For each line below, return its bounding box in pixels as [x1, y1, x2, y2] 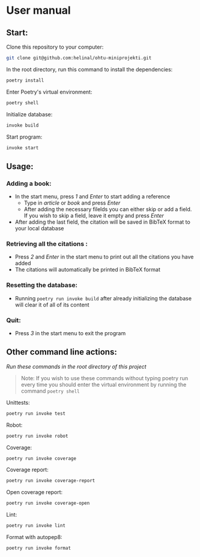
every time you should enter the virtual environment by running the [20, 381, 187, 388]
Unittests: [6, 399, 30, 406]
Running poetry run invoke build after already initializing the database [14, 294, 192, 302]
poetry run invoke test [6, 410, 66, 417]
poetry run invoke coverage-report [6, 478, 95, 484]
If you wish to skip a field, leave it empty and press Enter [23, 212, 164, 219]
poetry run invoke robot [6, 433, 68, 439]
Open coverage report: [6, 489, 63, 496]
